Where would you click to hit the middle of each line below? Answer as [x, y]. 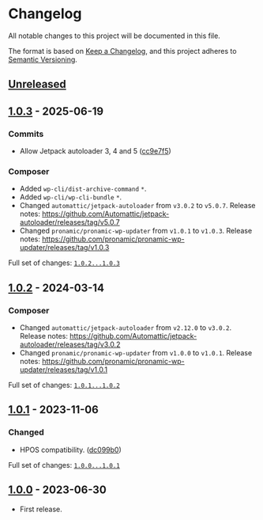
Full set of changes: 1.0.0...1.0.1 [64, 465]
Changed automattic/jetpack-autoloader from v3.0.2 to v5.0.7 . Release [137, 206]
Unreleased [38, 84]
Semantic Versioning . [43, 59]
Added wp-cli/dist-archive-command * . [83, 189]
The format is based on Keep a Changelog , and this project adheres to [122, 51]
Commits [26, 134]
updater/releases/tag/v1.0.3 [64, 248]
